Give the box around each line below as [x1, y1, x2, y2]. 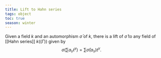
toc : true [5, 16, 25, 21]
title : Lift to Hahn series [5, 7, 62, 12]
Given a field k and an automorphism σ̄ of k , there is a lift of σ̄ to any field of [5, 34, 156, 39]
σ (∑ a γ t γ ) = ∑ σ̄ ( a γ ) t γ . [61, 46, 102, 54]
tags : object [5, 12, 32, 16]
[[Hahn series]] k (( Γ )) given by [5, 39, 66, 45]
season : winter [5, 20, 36, 25]
